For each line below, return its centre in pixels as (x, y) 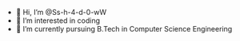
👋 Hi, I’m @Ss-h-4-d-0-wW (61, 12)
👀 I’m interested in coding (58, 20)
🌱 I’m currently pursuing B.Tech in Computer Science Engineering (124, 29)
